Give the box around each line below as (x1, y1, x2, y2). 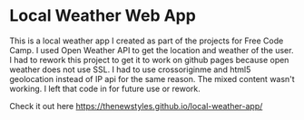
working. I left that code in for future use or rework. (9, 83, 201, 94)
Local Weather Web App (9, 5, 197, 26)
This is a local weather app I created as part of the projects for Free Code (9, 35, 284, 46)
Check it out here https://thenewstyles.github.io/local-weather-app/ (9, 100, 263, 111)
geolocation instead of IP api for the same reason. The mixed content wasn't (9, 73, 295, 84)
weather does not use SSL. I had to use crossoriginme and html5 (9, 64, 251, 75)
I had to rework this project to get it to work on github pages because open (9, 54, 289, 65)
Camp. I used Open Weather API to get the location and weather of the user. (9, 44, 294, 55)
